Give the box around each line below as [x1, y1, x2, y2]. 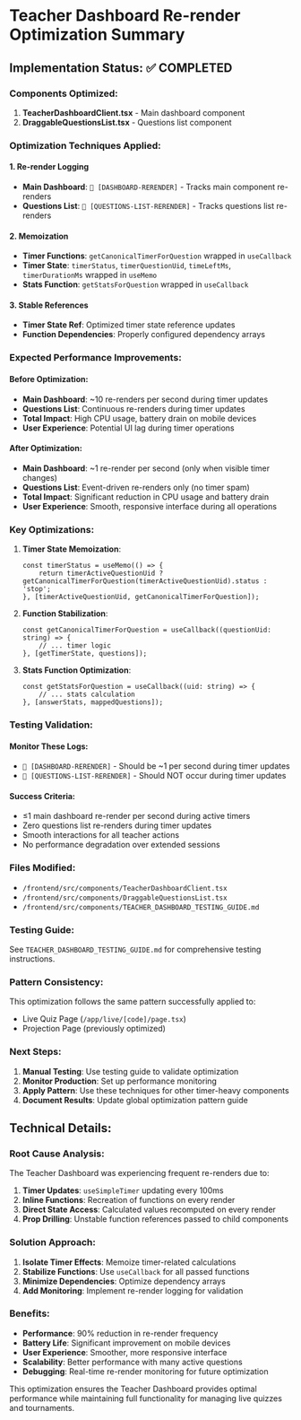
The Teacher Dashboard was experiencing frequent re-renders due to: [9, 1168, 271, 1179]
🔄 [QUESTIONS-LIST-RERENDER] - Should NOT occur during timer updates [21, 771, 287, 781]
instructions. [9, 953, 56, 964]
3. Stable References [9, 300, 89, 310]
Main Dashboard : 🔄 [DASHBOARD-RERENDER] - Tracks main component [21, 181, 276, 192]
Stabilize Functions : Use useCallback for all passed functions [21, 1266, 250, 1276]
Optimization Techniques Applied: [9, 139, 161, 152]
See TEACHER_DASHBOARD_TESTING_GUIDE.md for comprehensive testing [9, 944, 262, 954]
